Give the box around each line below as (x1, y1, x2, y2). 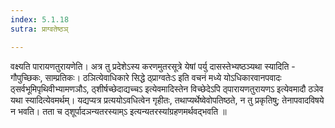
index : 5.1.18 (10, 14, 70, 25)
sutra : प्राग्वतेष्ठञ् (10, 24, 69, 34)
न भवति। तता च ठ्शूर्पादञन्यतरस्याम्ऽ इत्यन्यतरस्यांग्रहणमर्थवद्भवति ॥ (10, 105, 227, 117)
